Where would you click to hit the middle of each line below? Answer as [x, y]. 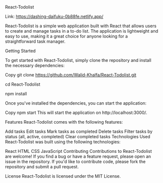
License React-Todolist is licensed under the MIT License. [63, 176]
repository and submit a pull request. [42, 167]
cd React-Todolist [23, 84]
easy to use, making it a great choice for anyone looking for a [66, 36]
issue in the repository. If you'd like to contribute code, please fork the [75, 162]
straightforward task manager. [35, 41]
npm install [16, 94]
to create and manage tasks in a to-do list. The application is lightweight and [82, 31]
